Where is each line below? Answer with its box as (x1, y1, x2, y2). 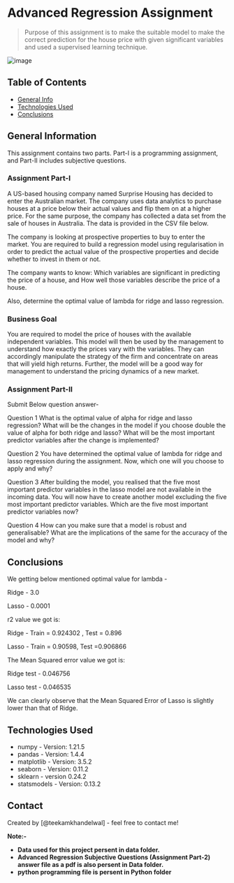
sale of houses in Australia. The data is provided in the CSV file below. (7, 218, 209, 228)
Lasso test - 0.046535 (7, 683, 71, 692)
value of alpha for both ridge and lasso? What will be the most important (7, 429, 215, 437)
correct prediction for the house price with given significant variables (24, 35, 224, 43)
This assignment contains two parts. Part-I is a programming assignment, (7, 149, 219, 157)
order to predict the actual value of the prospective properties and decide (7, 247, 219, 255)
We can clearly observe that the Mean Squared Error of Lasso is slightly (7, 697, 214, 705)
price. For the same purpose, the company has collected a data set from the (7, 212, 226, 220)
